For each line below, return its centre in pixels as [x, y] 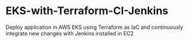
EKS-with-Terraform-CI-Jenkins [87, 11]
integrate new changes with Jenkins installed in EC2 [70, 33]
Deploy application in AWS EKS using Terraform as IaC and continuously [94, 27]
